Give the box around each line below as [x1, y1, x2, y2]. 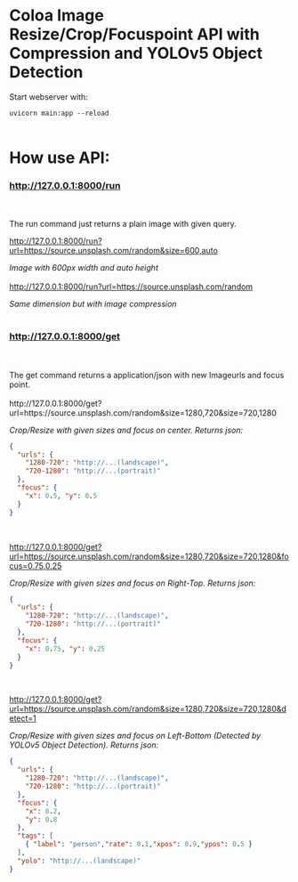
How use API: [9, 148, 110, 168]
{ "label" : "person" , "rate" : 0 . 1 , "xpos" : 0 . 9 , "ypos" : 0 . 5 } [25, 840, 254, 849]
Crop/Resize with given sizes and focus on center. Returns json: [9, 425, 244, 435]
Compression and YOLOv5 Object [9, 44, 263, 63]
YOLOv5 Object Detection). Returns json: [9, 740, 159, 750]
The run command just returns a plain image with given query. [9, 219, 238, 230]
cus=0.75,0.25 [9, 560, 62, 570]
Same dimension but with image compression [9, 299, 177, 310]
